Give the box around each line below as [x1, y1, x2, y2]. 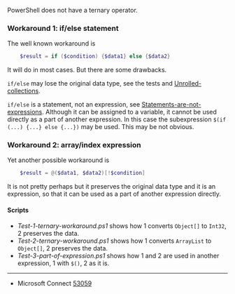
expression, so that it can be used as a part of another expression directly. [7, 189, 222, 199]
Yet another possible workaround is [7, 156, 110, 164]
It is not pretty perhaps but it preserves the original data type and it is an [7, 182, 216, 191]
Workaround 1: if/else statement [7, 23, 119, 33]
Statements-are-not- [141, 100, 201, 109]
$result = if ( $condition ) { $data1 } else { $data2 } [20, 53, 171, 60]
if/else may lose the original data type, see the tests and [7, 79, 173, 88]
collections [7, 87, 39, 95]
